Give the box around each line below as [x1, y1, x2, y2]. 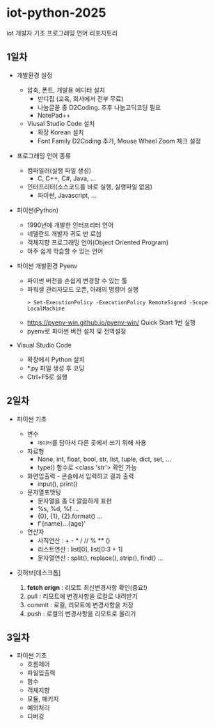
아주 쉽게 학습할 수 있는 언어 [26, 247, 104, 255]
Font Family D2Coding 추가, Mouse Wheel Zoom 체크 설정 [37, 136, 201, 145]
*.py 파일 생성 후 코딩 [26, 363, 85, 372]
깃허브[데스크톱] [16, 568, 61, 577]
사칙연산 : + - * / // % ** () [37, 536, 111, 545]
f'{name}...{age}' [37, 519, 86, 527]
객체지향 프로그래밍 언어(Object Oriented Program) [26, 238, 169, 247]
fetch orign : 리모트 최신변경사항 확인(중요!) [26, 583, 148, 591]
